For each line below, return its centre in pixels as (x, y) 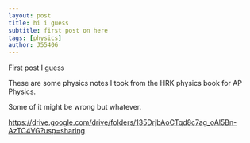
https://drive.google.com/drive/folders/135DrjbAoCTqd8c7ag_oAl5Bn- (123, 122)
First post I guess (37, 68)
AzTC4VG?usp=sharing (47, 131)
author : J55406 (33, 45)
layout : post (30, 15)
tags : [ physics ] (35, 38)
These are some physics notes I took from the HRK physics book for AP (125, 83)
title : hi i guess (38, 23)
